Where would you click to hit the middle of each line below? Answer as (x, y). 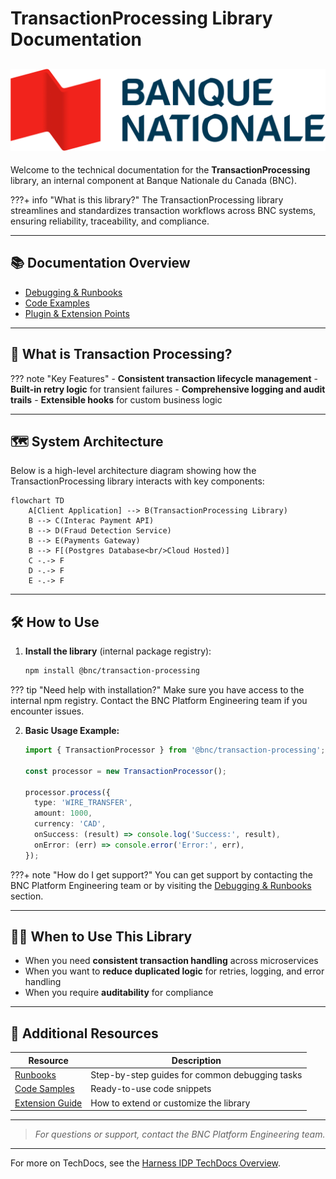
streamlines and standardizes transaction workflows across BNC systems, (163, 210)
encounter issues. (47, 711)
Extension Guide (48, 1103)
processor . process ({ (67, 792)
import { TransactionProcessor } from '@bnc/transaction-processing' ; (175, 750)
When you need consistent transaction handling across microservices (171, 961)
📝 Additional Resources (84, 1033)
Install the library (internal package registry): (118, 651)
